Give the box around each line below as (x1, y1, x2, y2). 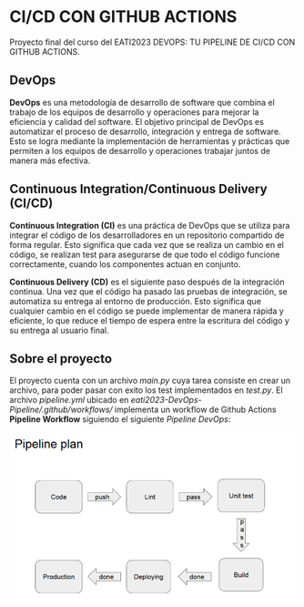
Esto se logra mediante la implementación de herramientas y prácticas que (9, 135, 290, 147)
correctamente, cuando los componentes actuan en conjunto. (9, 258, 241, 270)
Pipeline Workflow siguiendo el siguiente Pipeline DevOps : (9, 414, 231, 425)
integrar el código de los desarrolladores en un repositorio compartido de (9, 230, 285, 241)
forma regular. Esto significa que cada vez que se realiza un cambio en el (9, 239, 284, 250)
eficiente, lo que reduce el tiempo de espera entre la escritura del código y (9, 314, 289, 325)
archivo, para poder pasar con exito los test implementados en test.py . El (9, 385, 284, 396)
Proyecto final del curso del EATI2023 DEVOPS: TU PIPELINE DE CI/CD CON (9, 36, 296, 47)
